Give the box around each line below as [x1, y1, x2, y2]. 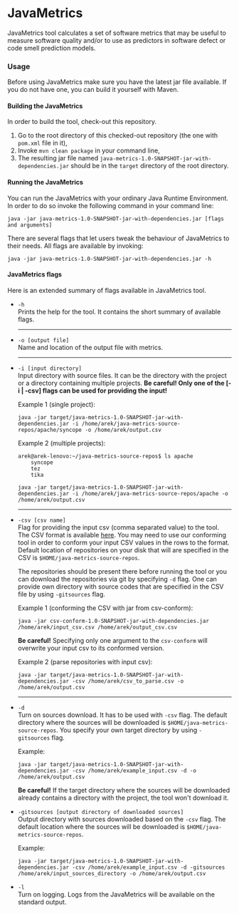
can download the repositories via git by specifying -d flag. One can [17, 574, 217, 583]
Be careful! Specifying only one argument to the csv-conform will [17, 636, 208, 644]
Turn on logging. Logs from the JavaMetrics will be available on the [17, 889, 216, 899]
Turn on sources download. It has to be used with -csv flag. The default [17, 711, 228, 719]
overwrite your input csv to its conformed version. [17, 644, 165, 652]
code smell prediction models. [7, 43, 96, 52]
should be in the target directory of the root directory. [70, 162, 229, 170]
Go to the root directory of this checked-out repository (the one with [17, 131, 218, 140]
